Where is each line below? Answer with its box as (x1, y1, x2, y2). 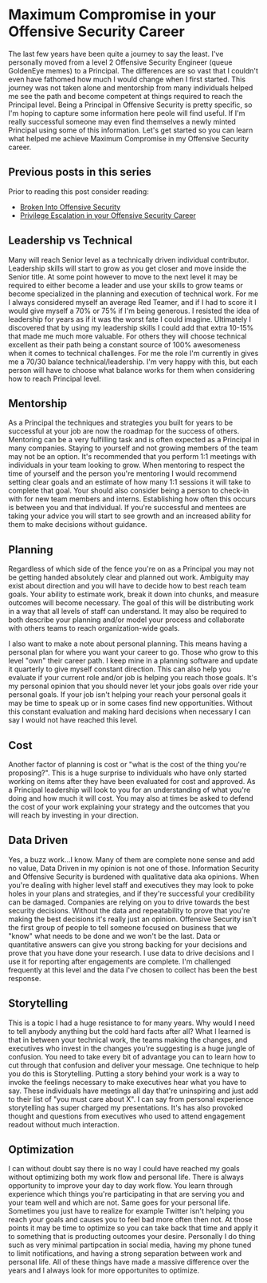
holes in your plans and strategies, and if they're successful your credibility (8, 889, 255, 898)
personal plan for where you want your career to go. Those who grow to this (8, 647, 259, 657)
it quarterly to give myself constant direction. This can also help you (8, 664, 231, 674)
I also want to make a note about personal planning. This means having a (8, 639, 248, 648)
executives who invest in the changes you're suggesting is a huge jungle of (8, 1043, 256, 1053)
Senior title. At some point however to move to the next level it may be (8, 271, 238, 281)
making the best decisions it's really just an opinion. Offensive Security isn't (8, 914, 257, 924)
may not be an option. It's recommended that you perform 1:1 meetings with (8, 452, 257, 461)
